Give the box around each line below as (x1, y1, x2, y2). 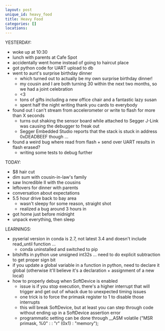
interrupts (19, 299, 40, 305)
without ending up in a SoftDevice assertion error (19, 310, 121, 316)
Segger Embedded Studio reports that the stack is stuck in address (19, 128, 158, 134)
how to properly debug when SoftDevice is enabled (12, 278, 118, 284)
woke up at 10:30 (12, 49, 48, 55)
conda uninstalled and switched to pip (19, 246, 98, 252)
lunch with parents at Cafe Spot (12, 54, 78, 60)
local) (12, 273, 24, 279)
